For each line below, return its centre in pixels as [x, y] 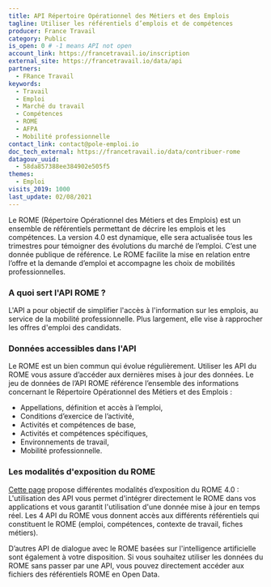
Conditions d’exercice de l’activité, [77, 416]
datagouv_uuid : [34, 159]
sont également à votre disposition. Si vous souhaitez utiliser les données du [136, 557]
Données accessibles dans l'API [72, 348]
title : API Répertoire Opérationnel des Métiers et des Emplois [119, 16]
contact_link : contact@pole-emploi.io [74, 144]
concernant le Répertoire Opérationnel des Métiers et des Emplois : [121, 392]
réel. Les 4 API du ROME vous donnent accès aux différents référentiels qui [134, 515]
